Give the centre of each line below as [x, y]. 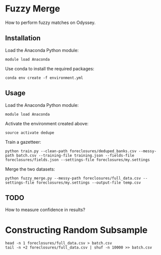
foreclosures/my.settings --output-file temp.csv [89, 183]
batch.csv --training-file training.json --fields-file [75, 155]
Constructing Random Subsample [76, 230]
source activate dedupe [30, 133]
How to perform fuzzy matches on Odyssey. [50, 22]
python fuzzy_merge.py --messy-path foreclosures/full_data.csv [73, 178]
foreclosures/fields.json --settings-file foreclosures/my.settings [78, 160]
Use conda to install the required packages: [50, 68]
